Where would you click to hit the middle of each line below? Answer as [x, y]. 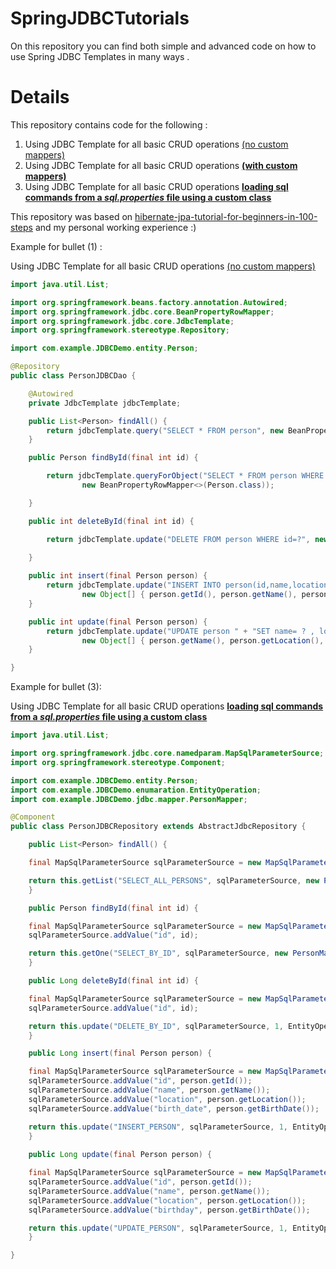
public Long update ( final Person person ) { [120, 1155]
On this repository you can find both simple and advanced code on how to [163, 46]
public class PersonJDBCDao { [73, 376]
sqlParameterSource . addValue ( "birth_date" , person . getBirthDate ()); [174, 1108]
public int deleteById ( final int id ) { [111, 521]
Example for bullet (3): [56, 687]
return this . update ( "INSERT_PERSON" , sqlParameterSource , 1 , [158, 1127]
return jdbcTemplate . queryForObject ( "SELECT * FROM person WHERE [185, 476]
